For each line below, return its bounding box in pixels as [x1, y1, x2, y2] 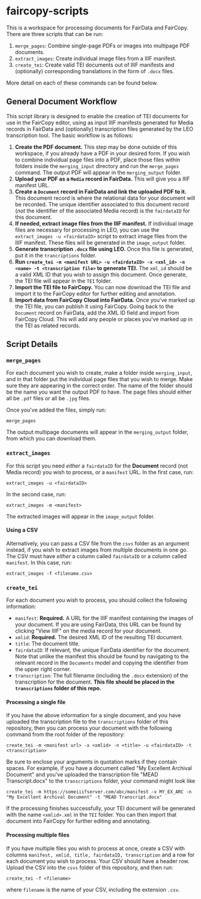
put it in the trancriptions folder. [14, 251, 97, 259]
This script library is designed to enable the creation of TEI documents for [6, 112, 189, 119]
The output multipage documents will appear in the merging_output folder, [6, 428, 189, 436]
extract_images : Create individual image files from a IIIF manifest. [14, 55, 177, 62]
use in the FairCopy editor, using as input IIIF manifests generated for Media [6, 119, 194, 126]
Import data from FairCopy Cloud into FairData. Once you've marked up [14, 296, 196, 304]
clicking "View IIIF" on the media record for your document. [14, 627, 162, 634]
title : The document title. [14, 640, 80, 648]
